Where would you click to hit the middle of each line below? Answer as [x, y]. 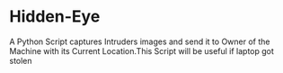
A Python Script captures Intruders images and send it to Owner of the [140, 41]
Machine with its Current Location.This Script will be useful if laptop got [141, 50]
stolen [21, 60]
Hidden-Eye [55, 17]
